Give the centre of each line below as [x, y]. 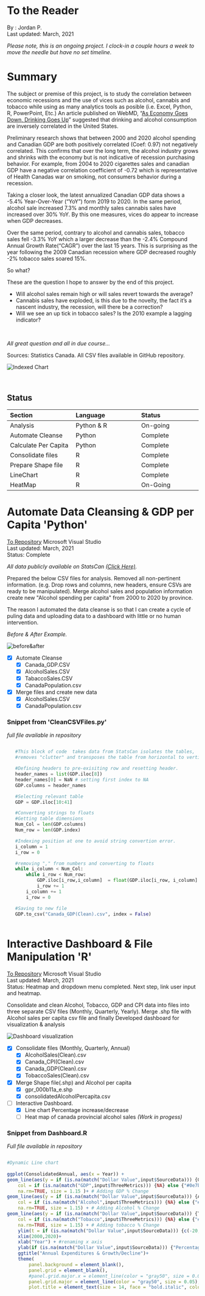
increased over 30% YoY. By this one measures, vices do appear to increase [102, 214]
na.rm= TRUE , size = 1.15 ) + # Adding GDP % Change [83, 1191]
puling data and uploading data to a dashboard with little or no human [94, 616]
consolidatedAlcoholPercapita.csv [68, 1096]
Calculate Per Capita [39, 445]
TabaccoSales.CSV [49, 678]
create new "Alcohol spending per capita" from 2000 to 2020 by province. [100, 597]
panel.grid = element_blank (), [68, 1270]
